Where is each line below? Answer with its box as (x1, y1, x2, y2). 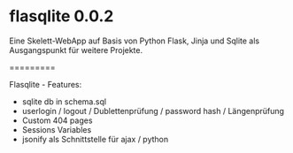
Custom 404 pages (21, 115, 93, 126)
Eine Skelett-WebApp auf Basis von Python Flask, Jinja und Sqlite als (9, 35, 259, 46)
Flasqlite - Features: (9, 79, 82, 89)
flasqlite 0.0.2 (9, 6, 114, 27)
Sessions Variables (21, 124, 92, 134)
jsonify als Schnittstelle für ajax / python (21, 134, 169, 144)
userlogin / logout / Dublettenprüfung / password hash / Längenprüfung (21, 105, 285, 116)
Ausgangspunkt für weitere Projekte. (9, 44, 143, 55)
